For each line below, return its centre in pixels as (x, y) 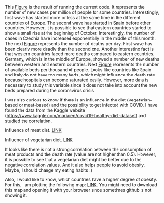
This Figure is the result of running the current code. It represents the (75, 7)
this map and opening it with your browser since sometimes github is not (78, 190)
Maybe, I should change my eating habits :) (48, 170)
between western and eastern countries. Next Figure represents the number (82, 64)
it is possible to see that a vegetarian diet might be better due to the (73, 160)
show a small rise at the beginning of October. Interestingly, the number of (80, 33)
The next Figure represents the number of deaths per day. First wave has (79, 43)
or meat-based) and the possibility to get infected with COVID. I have (88, 105)
